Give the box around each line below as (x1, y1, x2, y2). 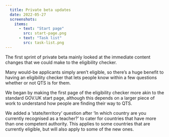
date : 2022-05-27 (10, 12, 46, 17)
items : (14, 21, 28, 27)
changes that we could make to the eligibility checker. (5, 59, 117, 65)
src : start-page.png (23, 31, 67, 36)
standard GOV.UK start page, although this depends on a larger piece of (5, 95, 155, 101)
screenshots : (10, 17, 37, 22)
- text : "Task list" (18, 36, 62, 41)
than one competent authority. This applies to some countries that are (5, 120, 150, 126)
